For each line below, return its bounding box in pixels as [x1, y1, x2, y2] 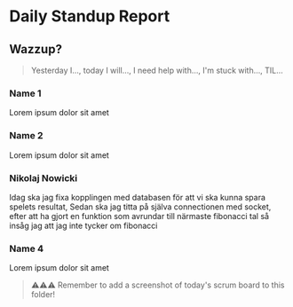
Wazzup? [9, 42, 62, 57]
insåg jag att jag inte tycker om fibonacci [9, 220, 158, 231]
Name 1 [9, 87, 42, 99]
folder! [30, 289, 56, 300]
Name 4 [9, 242, 44, 255]
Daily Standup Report [9, 6, 170, 27]
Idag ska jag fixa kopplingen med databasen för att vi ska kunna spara [9, 192, 266, 202]
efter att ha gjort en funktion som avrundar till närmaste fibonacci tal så [9, 210, 269, 221]
